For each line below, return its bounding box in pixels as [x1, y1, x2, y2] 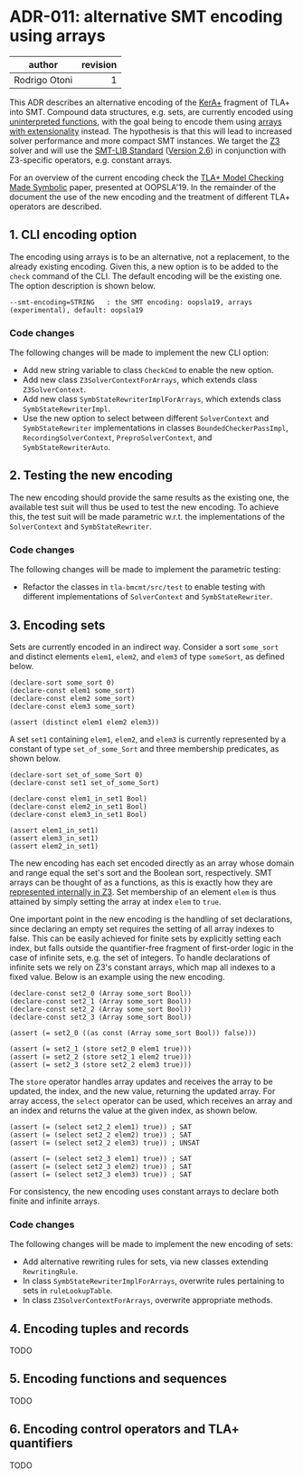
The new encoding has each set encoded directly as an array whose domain [9, 858, 295, 869]
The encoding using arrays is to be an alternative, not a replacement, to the [9, 251, 290, 262]
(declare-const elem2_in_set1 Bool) [9, 801, 147, 811]
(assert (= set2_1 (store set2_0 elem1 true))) [9, 1044, 193, 1053]
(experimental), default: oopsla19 [9, 305, 144, 314]
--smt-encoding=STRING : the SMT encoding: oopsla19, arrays [9, 297, 253, 307]
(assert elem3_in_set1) [9, 833, 99, 843]
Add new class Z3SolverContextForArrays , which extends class [22, 374, 258, 386]
